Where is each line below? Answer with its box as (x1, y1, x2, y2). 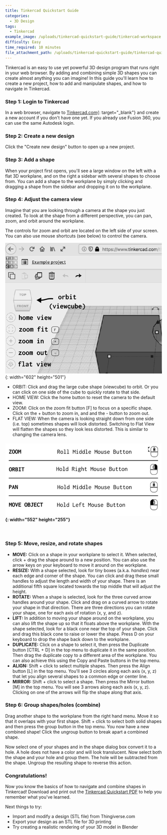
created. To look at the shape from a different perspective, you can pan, (5, 212, 153, 218)
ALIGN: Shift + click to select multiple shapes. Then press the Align (12, 662, 150, 668)
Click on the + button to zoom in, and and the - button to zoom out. (12, 411, 150, 417)
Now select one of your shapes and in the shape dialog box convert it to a (5, 744, 157, 750)
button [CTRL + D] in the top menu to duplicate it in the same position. (12, 646, 156, 653)
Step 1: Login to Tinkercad (5, 98, 69, 105)
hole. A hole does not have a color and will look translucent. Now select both (5, 749, 162, 755)
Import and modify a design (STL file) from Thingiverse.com (12, 814, 136, 820)
